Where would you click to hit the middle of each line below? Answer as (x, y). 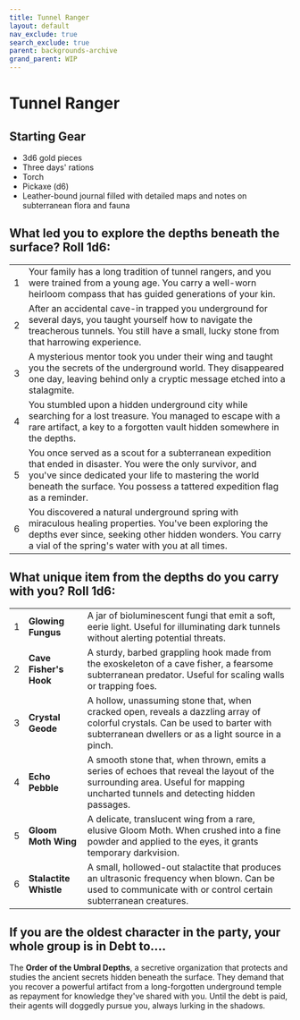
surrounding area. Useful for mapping (166, 782)
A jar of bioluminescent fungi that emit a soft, (181, 616)
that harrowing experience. (85, 342)
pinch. (100, 745)
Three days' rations (58, 167)
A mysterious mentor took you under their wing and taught (151, 356)
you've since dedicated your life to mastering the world (144, 475)
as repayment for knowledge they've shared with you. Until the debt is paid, (149, 996)
